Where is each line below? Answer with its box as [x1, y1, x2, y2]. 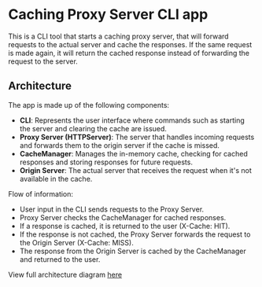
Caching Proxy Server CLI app [8, 6, 208, 24]
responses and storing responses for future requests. [19, 157, 193, 167]
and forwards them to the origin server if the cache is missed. [19, 140, 220, 150]
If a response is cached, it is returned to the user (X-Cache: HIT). [19, 221, 231, 230]
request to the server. [8, 57, 79, 66]
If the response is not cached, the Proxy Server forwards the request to [19, 230, 251, 239]
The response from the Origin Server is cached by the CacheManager [19, 246, 246, 256]
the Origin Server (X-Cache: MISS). [19, 237, 134, 247]
